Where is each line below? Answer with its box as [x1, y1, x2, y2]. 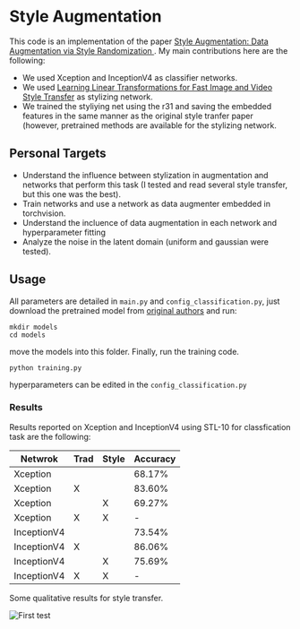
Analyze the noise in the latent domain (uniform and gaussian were [21, 236, 270, 247]
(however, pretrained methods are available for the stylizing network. [21, 119, 278, 131]
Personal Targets [9, 146, 107, 161]
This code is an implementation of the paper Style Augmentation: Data [9, 36, 269, 47]
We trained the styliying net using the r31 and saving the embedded [21, 100, 272, 111]
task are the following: [9, 431, 91, 442]
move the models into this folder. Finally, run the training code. [9, 346, 240, 357]
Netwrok [21, 452, 58, 465]
